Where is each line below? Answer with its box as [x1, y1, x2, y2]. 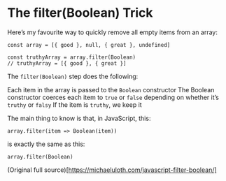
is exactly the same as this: [7, 140, 85, 148]
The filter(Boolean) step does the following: [7, 72, 139, 80]
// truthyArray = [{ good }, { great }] [7, 59, 127, 67]
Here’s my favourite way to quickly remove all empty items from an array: [7, 28, 218, 36]
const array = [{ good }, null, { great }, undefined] [7, 41, 171, 48]
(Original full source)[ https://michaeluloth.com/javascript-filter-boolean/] [7, 166, 217, 174]
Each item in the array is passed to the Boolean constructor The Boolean [7, 85, 215, 94]
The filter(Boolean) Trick [7, 5, 153, 21]
